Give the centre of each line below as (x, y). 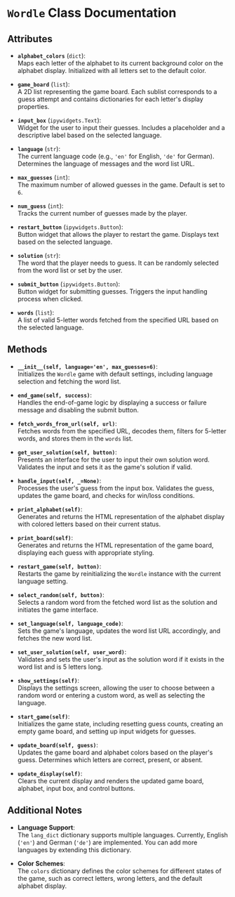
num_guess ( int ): (40, 206)
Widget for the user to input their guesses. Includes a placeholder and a (121, 127)
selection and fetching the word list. (69, 381)
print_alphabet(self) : (50, 509)
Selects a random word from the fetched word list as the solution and (117, 602)
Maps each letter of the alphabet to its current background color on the (120, 63)
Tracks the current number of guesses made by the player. (102, 213)
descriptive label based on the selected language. (89, 135)
